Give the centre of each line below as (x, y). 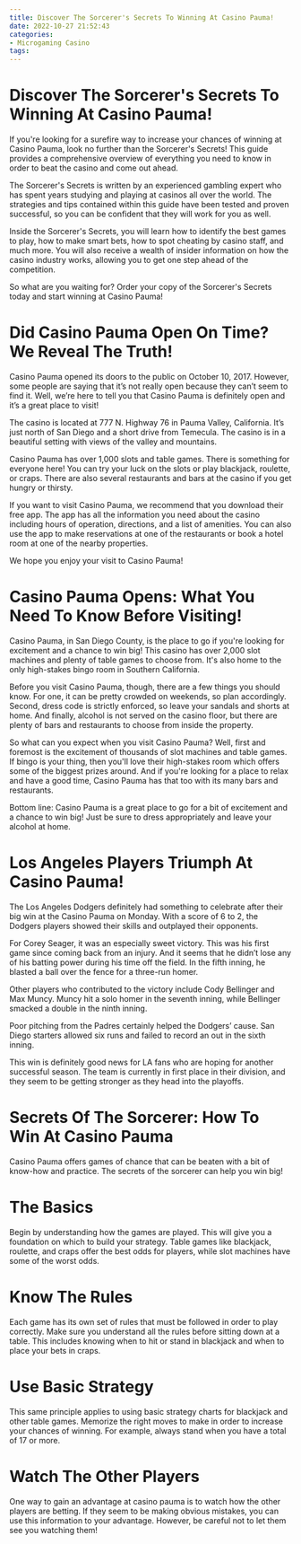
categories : (31, 34)
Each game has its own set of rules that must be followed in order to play (144, 1321)
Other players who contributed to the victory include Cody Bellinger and (142, 989)
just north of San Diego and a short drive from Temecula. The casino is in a (148, 432)
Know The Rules (71, 1297)
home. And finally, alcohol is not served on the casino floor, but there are (143, 715)
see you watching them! (54, 1530)
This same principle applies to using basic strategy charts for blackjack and (149, 1411)
